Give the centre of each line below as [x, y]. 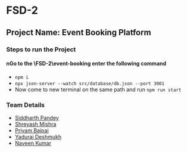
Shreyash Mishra [35, 124]
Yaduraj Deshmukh [38, 137]
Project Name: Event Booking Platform [79, 32]
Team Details [26, 105]
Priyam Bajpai [32, 131]
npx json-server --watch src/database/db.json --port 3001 [90, 83]
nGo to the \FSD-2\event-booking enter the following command [86, 64]
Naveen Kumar [33, 143]
